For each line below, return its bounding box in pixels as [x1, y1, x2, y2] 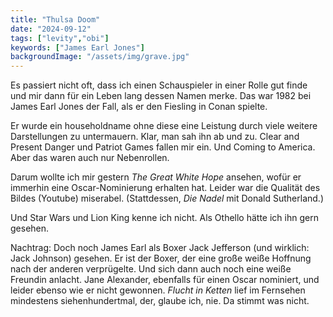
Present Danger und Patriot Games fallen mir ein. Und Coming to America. [10, 141, 316, 153]
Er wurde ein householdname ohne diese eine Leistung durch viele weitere [10, 120, 318, 132]
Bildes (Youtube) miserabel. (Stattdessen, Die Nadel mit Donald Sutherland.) [10, 192, 324, 205]
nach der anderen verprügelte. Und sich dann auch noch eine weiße [10, 263, 292, 275]
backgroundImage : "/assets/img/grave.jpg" [10, 52, 190, 62]
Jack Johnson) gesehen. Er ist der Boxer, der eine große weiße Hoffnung [10, 252, 312, 265]
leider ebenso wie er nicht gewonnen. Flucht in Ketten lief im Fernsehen [10, 284, 306, 296]
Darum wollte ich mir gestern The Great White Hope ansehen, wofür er [10, 171, 302, 183]
